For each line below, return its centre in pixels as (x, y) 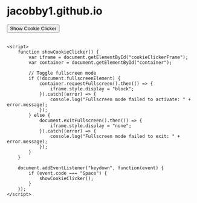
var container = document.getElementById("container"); (100, 62)
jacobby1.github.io (55, 11)
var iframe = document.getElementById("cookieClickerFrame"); (108, 57)
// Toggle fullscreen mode (63, 73)
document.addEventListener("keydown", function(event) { (91, 168)
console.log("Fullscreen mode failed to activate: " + (120, 99)
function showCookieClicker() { (58, 52)
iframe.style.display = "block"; (92, 89)
